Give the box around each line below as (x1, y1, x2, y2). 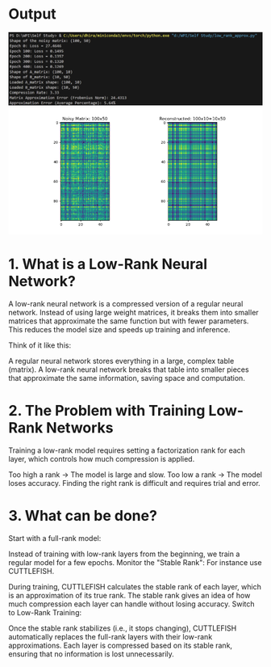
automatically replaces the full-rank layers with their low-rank (8, 631, 213, 641)
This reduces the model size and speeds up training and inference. (8, 325, 231, 335)
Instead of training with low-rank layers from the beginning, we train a (8, 549, 240, 559)
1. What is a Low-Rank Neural (8, 255, 208, 273)
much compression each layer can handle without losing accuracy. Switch (8, 599, 256, 609)
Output (8, 5, 56, 23)
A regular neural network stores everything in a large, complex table (8, 357, 235, 366)
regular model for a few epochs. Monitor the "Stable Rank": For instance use (8, 557, 262, 567)
